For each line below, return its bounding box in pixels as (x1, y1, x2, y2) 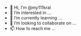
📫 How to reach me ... (9, 26, 55, 31)
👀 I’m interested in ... (9, 10, 52, 16)
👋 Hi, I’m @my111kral (9, 5, 51, 10)
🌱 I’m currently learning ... (9, 15, 62, 20)
